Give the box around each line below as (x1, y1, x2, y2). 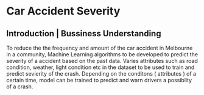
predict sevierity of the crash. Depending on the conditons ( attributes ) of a (6, 70, 197, 77)
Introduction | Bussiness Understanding (6, 28, 161, 39)
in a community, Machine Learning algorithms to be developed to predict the (6, 51, 199, 58)
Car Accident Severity (6, 4, 121, 18)
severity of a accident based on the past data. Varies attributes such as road (6, 57, 198, 64)
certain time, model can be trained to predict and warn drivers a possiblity (6, 77, 192, 84)
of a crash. (6, 83, 33, 90)
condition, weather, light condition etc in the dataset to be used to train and (6, 64, 195, 71)
